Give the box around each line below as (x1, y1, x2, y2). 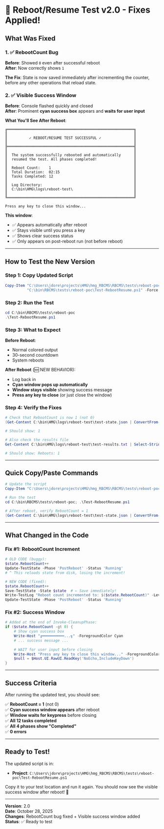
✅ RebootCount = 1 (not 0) (5, 701, 60, 707)
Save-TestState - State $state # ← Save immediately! (5, 588, 117, 593)
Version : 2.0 (5, 803, 30, 809)
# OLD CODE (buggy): (5, 557, 47, 562)
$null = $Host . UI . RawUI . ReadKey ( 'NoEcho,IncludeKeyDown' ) (14, 656, 134, 661)
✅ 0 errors (5, 728, 27, 734)
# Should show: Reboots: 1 (5, 451, 60, 456)
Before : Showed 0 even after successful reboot (5, 60, 100, 65)
